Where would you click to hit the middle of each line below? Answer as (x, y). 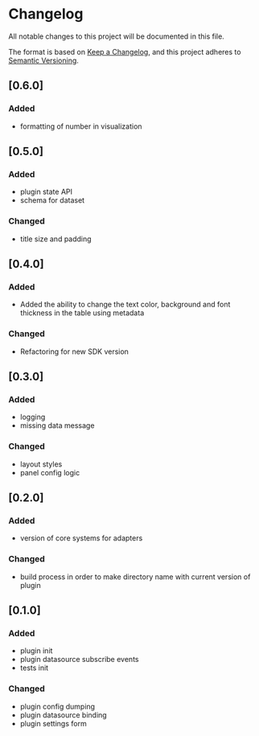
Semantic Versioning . (43, 60)
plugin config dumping (57, 706)
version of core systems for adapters (81, 538)
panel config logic (50, 472)
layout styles (41, 464)
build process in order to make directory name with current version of (135, 577)
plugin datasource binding (63, 715)
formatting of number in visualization (81, 126)
